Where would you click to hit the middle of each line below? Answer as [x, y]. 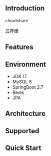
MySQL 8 [22, 82]
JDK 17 [19, 76]
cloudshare [17, 20]
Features [19, 47]
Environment [26, 64]
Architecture [25, 114]
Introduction [25, 8]
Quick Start [23, 148]
